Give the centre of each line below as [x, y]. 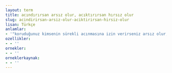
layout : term [19, 10]
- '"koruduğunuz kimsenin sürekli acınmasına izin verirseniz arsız [80, 34]
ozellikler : [18, 39]
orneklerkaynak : [23, 58]
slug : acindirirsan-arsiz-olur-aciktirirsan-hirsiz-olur [67, 20]
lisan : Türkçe [20, 24]
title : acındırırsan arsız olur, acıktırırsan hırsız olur [70, 15]
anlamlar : [16, 29]
